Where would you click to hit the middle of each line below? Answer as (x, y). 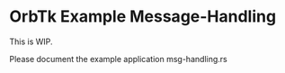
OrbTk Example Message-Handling (143, 17)
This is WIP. (31, 41)
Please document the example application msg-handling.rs (118, 59)
